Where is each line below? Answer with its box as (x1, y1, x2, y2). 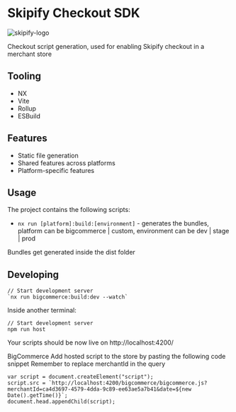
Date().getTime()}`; (7, 392, 69, 399)
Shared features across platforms (17, 158, 116, 167)
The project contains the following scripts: (7, 206, 130, 214)
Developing (7, 268, 59, 281)
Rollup (17, 104, 37, 113)
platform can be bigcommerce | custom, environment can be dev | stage (17, 227, 230, 235)
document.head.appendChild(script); (7, 399, 116, 406)
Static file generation (17, 151, 79, 160)
